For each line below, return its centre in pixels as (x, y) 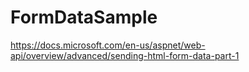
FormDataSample (84, 17)
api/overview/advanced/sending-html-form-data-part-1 (125, 55)
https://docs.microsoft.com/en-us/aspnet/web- (108, 45)
